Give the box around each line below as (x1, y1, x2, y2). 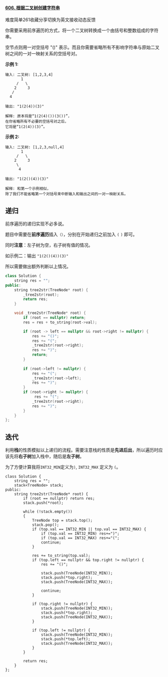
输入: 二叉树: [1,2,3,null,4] (5, 145, 64, 150)
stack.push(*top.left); (40, 637, 91, 642)
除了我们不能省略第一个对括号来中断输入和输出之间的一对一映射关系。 (5, 191, 128, 197)
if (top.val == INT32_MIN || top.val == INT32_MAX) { (31, 527, 146, 532)
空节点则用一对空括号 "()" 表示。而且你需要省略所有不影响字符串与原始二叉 (5, 44, 160, 50)
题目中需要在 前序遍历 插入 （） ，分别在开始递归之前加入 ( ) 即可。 (5, 232, 137, 238)
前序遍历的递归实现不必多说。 (5, 221, 66, 227)
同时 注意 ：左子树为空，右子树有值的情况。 (5, 242, 93, 248)
